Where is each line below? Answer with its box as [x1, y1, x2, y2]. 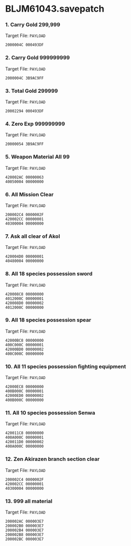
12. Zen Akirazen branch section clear [5, 456, 100, 463]
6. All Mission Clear [5, 191, 54, 198]
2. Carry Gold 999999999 [5, 54, 70, 61]
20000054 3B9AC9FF [5, 141, 44, 147]
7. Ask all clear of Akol [5, 233, 60, 240]
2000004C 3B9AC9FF [5, 76, 44, 81]
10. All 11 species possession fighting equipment [5, 363, 126, 370]
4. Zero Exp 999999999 [5, 120, 65, 127]
